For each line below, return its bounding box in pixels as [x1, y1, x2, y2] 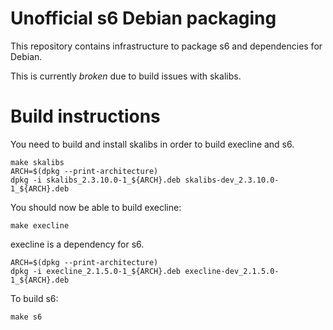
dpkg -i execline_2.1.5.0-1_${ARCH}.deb [10, 266, 182, 276]
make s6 [10, 312, 43, 322]
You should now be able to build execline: [10, 201, 182, 213]
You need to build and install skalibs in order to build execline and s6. [10, 138, 295, 150]
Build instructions [10, 105, 161, 128]
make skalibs [10, 157, 65, 167]
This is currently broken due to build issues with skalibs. [10, 70, 242, 82]
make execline [10, 220, 70, 231]
